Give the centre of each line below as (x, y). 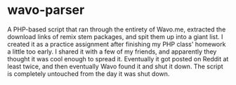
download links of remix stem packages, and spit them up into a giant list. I (115, 36)
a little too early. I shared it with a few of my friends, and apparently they (112, 52)
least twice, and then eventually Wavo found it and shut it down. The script (115, 66)
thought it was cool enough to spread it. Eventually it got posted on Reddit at (118, 59)
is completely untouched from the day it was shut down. (88, 74)
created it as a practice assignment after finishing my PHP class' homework (117, 44)
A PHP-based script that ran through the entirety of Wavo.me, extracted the (117, 29)
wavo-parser (46, 10)
